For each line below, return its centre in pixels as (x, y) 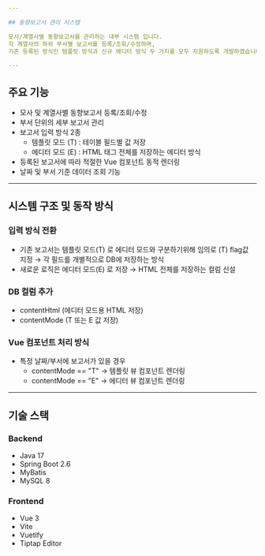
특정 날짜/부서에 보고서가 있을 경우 (73, 361)
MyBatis (33, 472)
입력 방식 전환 (33, 231)
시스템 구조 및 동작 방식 (61, 206)
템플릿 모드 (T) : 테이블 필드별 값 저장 (88, 142)
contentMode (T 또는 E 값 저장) (69, 320)
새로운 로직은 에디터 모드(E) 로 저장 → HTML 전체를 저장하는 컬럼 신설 (128, 269)
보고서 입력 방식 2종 (50, 132)
